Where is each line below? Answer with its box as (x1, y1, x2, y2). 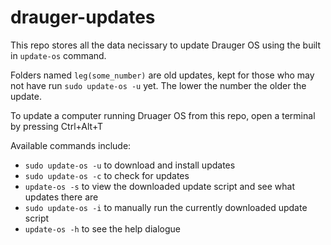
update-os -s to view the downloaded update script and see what (24, 180, 295, 192)
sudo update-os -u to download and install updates (24, 159, 236, 171)
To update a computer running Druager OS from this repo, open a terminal (10, 109, 316, 121)
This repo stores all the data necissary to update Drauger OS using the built (10, 39, 321, 51)
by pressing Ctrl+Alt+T (10, 120, 104, 132)
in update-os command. (10, 49, 107, 61)
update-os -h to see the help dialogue (24, 222, 182, 235)
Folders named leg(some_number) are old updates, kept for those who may (10, 69, 315, 81)
